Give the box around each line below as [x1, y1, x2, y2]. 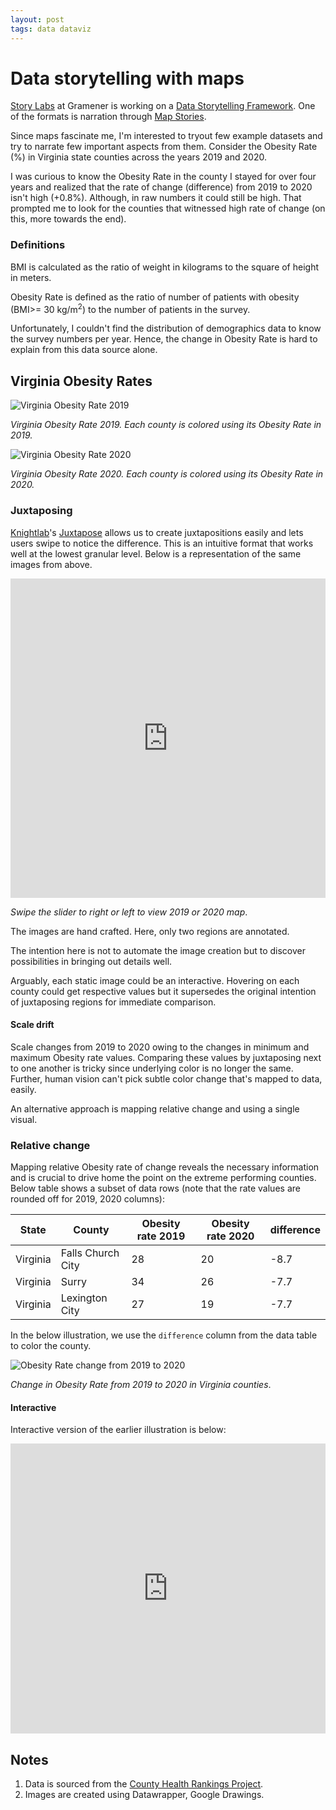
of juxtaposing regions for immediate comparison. [10, 996, 217, 1008]
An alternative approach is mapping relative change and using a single [10, 1102, 300, 1115]
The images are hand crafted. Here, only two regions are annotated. [10, 925, 290, 937]
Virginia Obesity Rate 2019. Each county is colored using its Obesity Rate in [10, 419, 322, 431]
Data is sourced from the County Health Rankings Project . [24, 1778, 264, 1790]
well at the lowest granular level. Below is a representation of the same [10, 547, 302, 560]
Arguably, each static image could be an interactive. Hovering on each [10, 974, 300, 986]
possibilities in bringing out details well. [10, 955, 173, 967]
